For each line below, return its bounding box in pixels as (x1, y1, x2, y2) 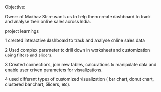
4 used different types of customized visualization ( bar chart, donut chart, (5, 76, 154, 82)
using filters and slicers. (5, 52, 53, 58)
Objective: (5, 4, 26, 10)
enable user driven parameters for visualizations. (5, 67, 103, 73)
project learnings (5, 28, 39, 34)
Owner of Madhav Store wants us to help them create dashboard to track (5, 14, 151, 19)
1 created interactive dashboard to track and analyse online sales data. (5, 37, 146, 43)
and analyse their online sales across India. (5, 19, 91, 24)
